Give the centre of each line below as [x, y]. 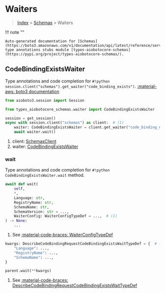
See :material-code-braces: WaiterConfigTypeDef [62, 235]
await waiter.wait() [35, 132]
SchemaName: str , [32, 207]
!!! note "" [15, 32]
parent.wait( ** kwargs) [28, 271]
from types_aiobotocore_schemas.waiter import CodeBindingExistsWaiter [80, 109]
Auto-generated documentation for [41, 41]
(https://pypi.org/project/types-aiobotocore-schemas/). [65, 54]
